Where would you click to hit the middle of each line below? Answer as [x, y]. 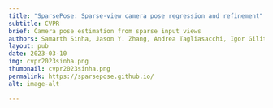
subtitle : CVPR [34, 24]
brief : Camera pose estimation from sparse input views [105, 31]
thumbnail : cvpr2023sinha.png [60, 69]
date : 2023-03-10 [38, 54]
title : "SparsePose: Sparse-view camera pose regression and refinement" [136, 16]
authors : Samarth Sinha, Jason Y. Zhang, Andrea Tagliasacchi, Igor [127, 39]
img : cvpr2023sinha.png [49, 62]
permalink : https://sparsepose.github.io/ [81, 76]
